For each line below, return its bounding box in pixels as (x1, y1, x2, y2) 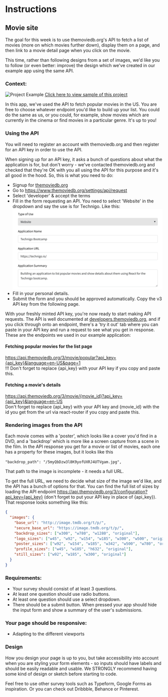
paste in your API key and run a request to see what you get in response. (5, 327, 155, 333)
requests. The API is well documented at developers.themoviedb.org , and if (5, 316, 160, 322)
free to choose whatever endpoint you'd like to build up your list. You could (5, 107, 160, 113)
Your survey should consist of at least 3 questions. (12, 586, 117, 592)
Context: (5, 80, 27, 87)
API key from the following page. (12, 301, 80, 307)
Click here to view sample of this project (44, 92, 128, 98)
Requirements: (5, 574, 42, 581)
